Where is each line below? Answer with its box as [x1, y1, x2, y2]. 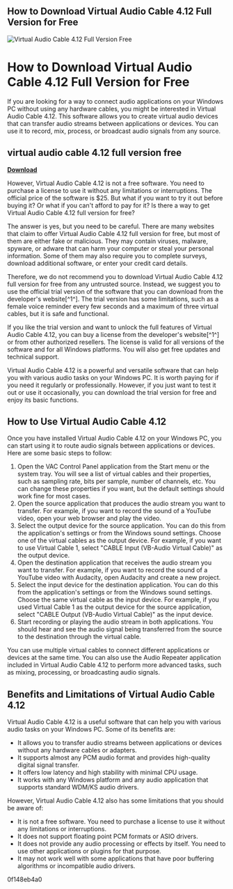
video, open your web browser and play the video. [17, 514, 162, 523]
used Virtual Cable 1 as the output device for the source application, [17, 603, 212, 611]
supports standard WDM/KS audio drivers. [17, 783, 139, 792]
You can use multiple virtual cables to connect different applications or [7, 646, 210, 654]
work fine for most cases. [17, 492, 91, 501]
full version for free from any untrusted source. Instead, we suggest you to [7, 280, 221, 288]
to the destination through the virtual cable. [17, 633, 141, 641]
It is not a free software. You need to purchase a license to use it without [17, 817, 225, 826]
